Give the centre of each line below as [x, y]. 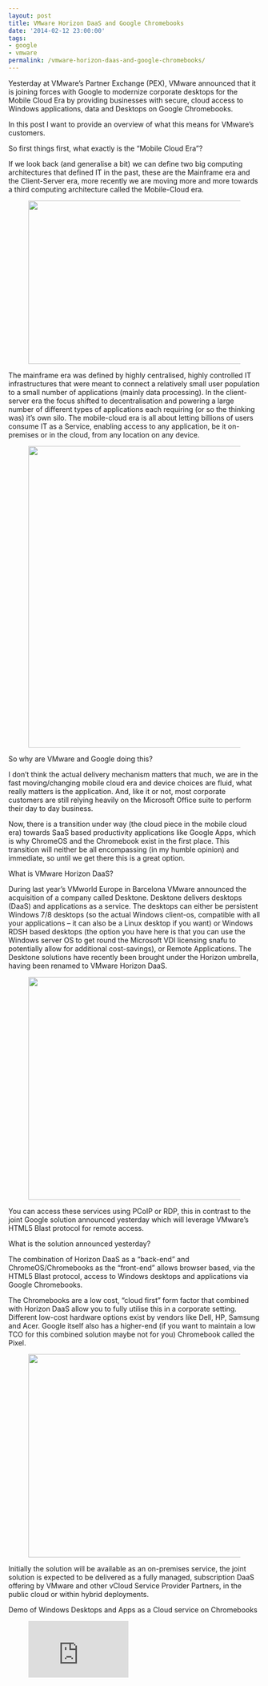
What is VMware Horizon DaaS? [61, 873]
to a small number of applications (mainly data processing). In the [116, 392]
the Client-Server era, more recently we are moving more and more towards [133, 180]
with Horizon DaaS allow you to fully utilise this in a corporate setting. [123, 1309]
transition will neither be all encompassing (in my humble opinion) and [124, 849]
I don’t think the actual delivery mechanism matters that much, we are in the [133, 774]
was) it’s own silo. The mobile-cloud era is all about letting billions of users [131, 417]
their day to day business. [51, 808]
